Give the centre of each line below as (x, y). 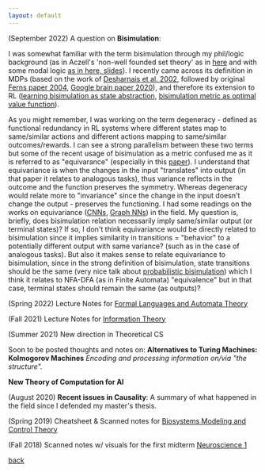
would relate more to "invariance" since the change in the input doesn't (124, 195)
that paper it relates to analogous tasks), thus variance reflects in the (120, 178)
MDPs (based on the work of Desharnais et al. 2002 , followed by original (127, 79)
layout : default (35, 15)
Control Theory (33, 429)
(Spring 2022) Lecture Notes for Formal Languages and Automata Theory (128, 303)
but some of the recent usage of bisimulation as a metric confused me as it (131, 153)
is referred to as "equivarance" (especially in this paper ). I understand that (129, 161)
